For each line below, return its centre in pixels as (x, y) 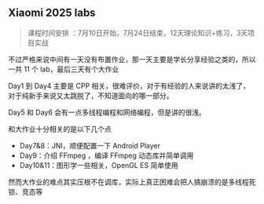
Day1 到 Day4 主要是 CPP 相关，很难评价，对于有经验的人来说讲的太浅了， (129, 86)
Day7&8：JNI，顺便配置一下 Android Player (90, 145)
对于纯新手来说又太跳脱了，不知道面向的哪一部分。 (91, 95)
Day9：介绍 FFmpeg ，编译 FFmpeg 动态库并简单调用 (106, 155)
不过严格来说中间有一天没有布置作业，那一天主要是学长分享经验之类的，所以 (132, 59)
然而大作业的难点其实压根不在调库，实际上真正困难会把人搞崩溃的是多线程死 (132, 182)
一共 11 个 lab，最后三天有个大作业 (64, 69)
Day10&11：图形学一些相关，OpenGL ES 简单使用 (99, 165)
